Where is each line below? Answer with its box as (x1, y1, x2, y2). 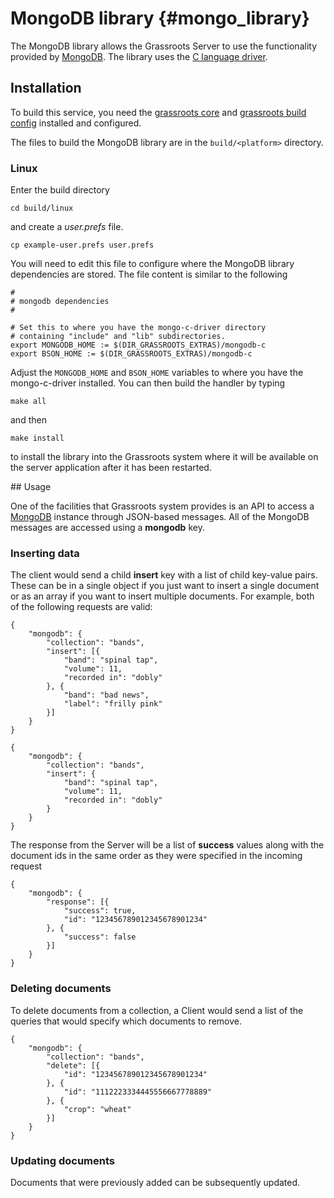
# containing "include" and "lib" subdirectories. (10, 332, 226, 342)
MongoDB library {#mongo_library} (10, 7, 310, 30)
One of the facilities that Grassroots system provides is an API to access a (10, 500, 315, 512)
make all (10, 397, 47, 407)
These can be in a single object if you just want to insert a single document (10, 580, 320, 592)
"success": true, (63, 906, 137, 916)
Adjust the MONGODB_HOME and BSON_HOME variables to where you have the (10, 367, 304, 379)
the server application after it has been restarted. (10, 462, 212, 474)
